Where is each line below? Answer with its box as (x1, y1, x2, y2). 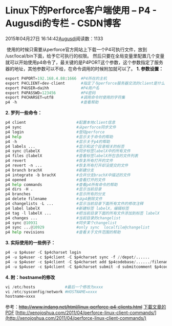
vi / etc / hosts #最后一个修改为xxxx (5, 284, 103, 290)
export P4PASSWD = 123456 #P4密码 (5, 90, 96, 95)
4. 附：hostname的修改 (5, 274, 55, 280)
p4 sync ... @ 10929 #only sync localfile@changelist (5, 225, 150, 230)
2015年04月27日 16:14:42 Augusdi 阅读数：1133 (5, 35, 103, 42)
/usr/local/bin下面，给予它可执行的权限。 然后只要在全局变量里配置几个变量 (5, 52, 165, 59)
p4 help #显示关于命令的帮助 (5, 134, 114, 139)
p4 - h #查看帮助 (5, 100, 99, 105)
